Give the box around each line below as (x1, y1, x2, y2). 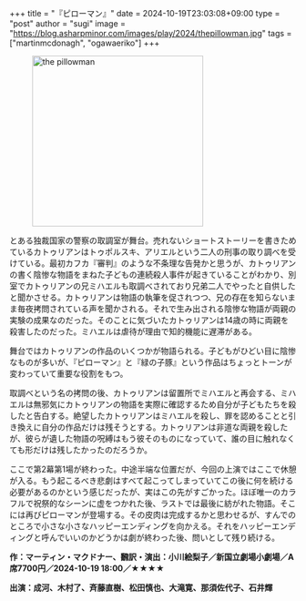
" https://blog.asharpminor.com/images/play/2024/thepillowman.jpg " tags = (9, 28, 292, 38)
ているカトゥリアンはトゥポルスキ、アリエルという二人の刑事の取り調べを (9, 247, 289, 257)
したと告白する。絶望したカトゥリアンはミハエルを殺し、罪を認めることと (9, 411, 289, 421)
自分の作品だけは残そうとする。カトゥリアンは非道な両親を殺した (40, 422, 289, 433)
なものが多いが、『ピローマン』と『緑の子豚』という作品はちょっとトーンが (9, 357, 293, 367)
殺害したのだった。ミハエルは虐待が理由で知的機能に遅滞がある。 (9, 326, 257, 337)
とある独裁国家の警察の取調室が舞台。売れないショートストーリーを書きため (9, 235, 297, 246)
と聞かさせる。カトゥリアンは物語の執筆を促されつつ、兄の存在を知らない (9, 292, 289, 302)
